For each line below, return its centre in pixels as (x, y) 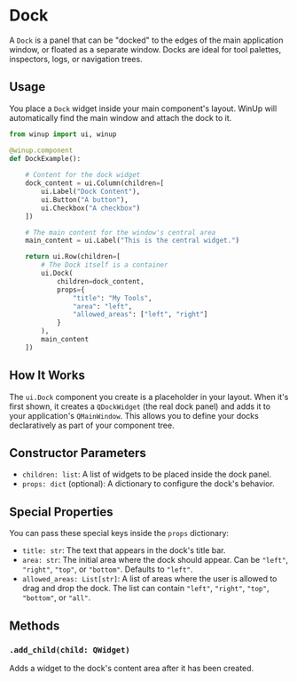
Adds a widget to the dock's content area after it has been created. (132, 668)
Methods (35, 626)
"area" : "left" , (102, 306)
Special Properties (61, 512)
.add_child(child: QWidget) (70, 650)
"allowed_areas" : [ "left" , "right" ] (140, 315)
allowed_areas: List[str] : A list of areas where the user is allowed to (149, 579)
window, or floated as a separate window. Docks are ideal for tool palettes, (145, 49)
